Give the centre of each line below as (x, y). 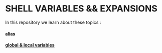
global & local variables (30, 45)
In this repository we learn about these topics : (53, 22)
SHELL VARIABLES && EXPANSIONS (82, 9)
